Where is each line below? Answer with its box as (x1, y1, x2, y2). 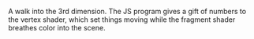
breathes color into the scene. (8, 23, 106, 32)
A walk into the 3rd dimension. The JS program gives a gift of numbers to (8, 7, 247, 16)
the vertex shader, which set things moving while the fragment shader (8, 15, 236, 24)
